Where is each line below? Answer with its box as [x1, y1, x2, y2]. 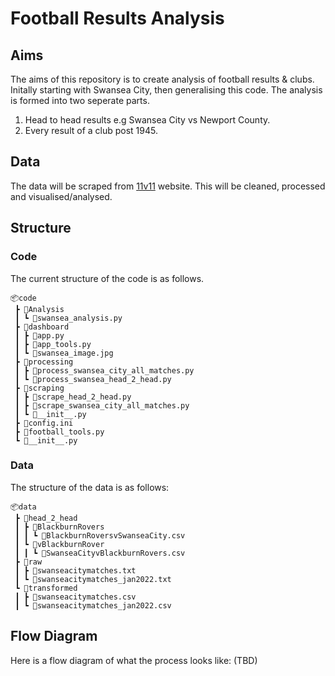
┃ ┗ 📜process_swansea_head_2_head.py [14, 374, 172, 384]
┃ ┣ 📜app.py [14, 330, 65, 341]
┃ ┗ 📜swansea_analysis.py [14, 313, 123, 323]
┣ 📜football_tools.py [14, 427, 105, 437]
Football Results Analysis [10, 7, 225, 30]
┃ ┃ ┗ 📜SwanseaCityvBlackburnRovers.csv [14, 548, 186, 558]
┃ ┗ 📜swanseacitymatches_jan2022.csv [14, 600, 172, 611]
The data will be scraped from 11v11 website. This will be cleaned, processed [10, 180, 326, 192]
